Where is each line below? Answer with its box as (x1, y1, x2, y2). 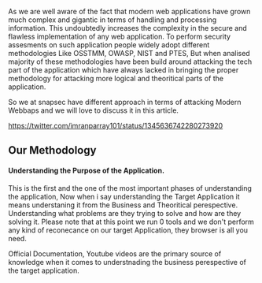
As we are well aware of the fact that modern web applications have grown (8, 7, 251, 16)
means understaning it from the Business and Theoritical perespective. (8, 200, 238, 210)
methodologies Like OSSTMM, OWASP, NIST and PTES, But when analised (8, 49, 250, 58)
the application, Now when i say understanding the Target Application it (8, 192, 240, 201)
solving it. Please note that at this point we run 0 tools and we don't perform (8, 217, 254, 226)
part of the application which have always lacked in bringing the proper (8, 65, 239, 74)
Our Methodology (8, 143, 97, 157)
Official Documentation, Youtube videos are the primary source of (8, 248, 222, 259)
